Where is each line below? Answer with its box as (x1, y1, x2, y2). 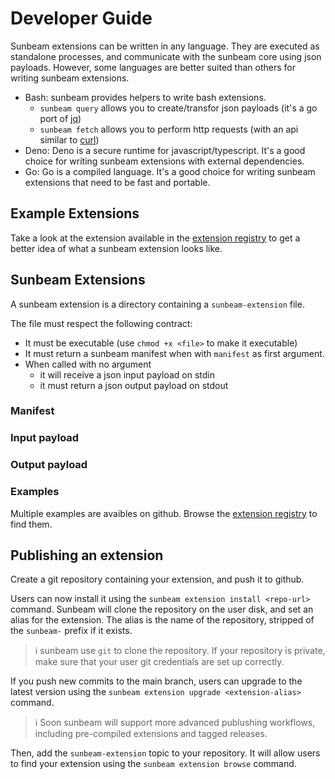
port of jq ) (39, 112, 82, 124)
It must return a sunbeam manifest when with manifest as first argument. (24, 347, 325, 359)
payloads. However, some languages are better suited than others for (10, 61, 296, 73)
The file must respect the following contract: (10, 317, 193, 329)
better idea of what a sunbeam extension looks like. (10, 242, 223, 254)
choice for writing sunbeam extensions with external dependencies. (24, 155, 305, 167)
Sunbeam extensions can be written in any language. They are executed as (10, 40, 320, 52)
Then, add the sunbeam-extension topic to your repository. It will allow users (10, 747, 321, 759)
